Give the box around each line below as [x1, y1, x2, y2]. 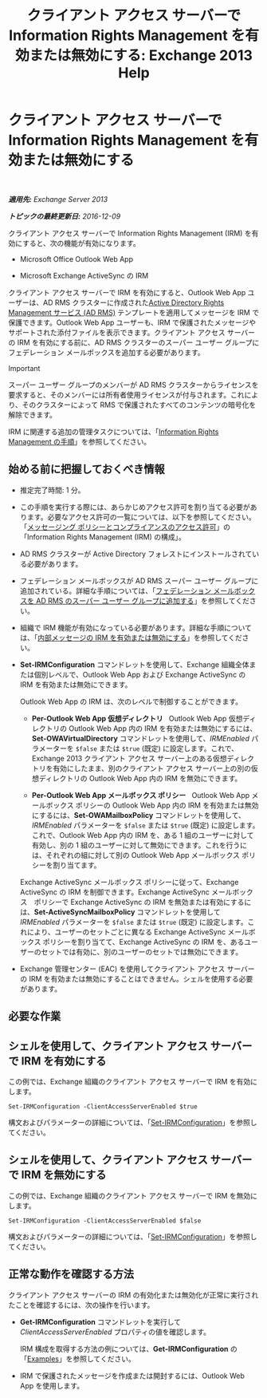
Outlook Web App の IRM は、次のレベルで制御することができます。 [19, 697, 243, 706]
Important [8, 363, 41, 373]
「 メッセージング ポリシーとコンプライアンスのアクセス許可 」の [19, 522, 231, 531]
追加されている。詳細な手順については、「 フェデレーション [19, 586, 212, 595]
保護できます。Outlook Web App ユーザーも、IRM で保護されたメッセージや [8, 318, 257, 327]
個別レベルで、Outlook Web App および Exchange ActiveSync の [33, 669, 246, 679]
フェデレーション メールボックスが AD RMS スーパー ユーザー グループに [19, 575, 259, 586]
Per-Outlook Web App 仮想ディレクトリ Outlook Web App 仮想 [31, 713, 243, 723]
